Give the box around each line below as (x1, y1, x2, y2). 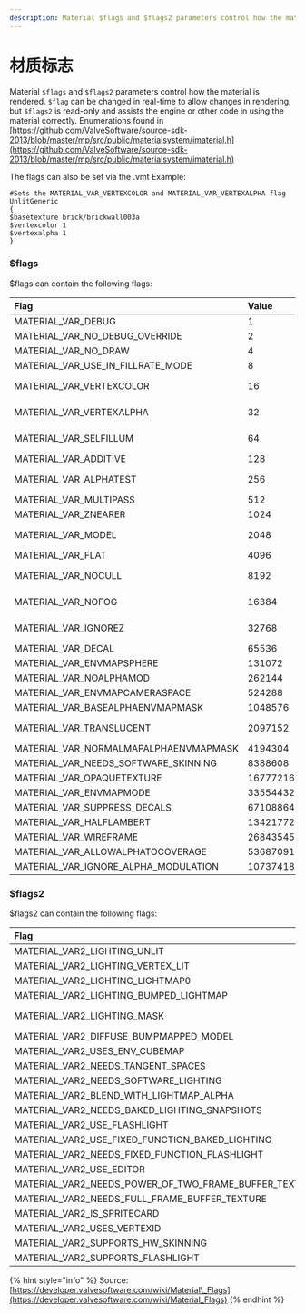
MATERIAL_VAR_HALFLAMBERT (14, 815, 152, 828)
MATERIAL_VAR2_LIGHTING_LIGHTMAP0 (14, 974, 192, 987)
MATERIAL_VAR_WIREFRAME (14, 831, 139, 843)
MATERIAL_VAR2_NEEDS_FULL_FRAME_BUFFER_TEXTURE (14, 1192, 268, 1205)
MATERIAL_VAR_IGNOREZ (14, 622, 125, 634)
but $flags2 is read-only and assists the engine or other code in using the (9, 105, 284, 116)
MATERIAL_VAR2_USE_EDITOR (14, 1163, 145, 1176)
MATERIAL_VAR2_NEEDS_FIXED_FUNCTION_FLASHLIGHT (14, 1149, 264, 1161)
